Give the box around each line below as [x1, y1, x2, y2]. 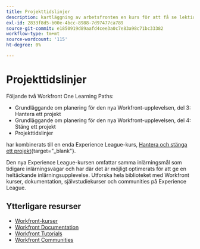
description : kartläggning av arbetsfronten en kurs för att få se [6, 14, 177, 20]
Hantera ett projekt [14, 110, 61, 117]
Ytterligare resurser [6, 201, 82, 211]
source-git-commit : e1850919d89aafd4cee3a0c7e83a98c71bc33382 [6, 25, 164, 32]
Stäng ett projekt [14, 123, 57, 130]
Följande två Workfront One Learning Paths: [6, 92, 114, 99]
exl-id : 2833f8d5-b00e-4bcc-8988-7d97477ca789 [6, 20, 124, 26]
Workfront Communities [14, 236, 74, 243]
